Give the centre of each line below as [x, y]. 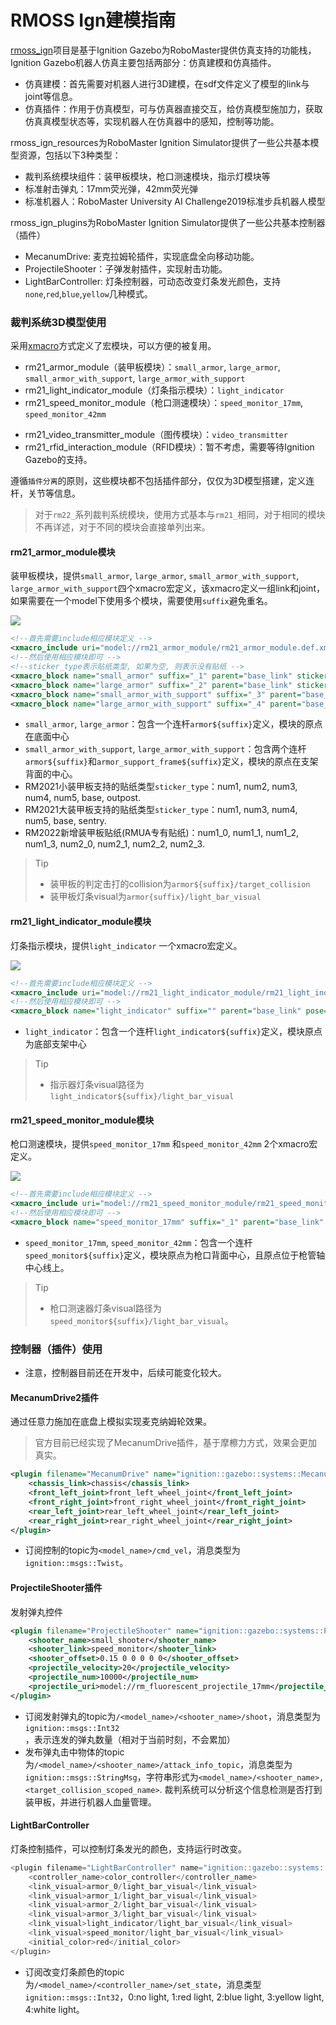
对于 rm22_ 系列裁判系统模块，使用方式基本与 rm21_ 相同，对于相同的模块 [180, 515]
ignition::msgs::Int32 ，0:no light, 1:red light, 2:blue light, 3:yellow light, [174, 1997]
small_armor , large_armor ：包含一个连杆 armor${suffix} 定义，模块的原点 [173, 724]
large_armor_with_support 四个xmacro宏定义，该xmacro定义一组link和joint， [167, 588]
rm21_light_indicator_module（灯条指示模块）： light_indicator [154, 390]
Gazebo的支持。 [58, 460]
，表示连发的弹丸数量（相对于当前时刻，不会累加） [130, 1739]
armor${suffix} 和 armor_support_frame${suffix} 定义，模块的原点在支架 [171, 762]
